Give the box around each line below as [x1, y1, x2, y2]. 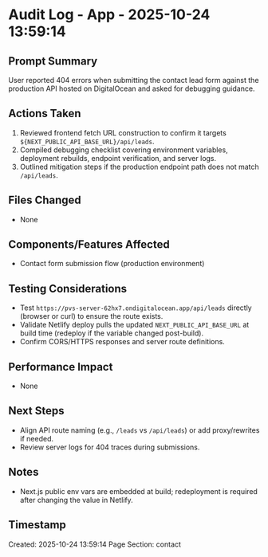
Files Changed [8, 194, 81, 207]
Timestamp [8, 518, 66, 532]
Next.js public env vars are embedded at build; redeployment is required [19, 486, 258, 496]
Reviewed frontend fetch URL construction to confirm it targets [19, 127, 227, 137]
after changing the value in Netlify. [19, 495, 133, 504]
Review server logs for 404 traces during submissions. [19, 442, 200, 452]
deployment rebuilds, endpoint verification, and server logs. [19, 153, 217, 163]
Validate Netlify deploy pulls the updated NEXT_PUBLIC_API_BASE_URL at [19, 320, 250, 330]
